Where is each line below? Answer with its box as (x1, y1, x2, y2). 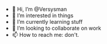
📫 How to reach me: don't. (11, 32, 79, 38)
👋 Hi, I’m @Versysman (11, 6, 67, 12)
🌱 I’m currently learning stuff (11, 18, 83, 25)
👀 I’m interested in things (11, 12, 74, 19)
